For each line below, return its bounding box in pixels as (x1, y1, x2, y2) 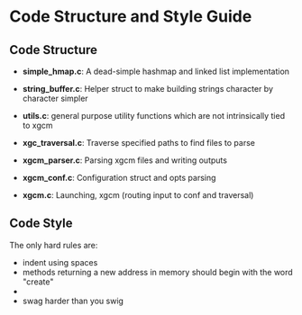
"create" (22, 276, 54, 287)
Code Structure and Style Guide (9, 6, 252, 27)
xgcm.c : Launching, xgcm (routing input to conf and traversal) (22, 190, 254, 200)
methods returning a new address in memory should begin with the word (22, 266, 293, 277)
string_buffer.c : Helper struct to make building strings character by (22, 84, 273, 94)
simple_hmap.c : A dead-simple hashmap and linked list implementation (22, 66, 290, 76)
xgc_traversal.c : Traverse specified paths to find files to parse (22, 138, 255, 148)
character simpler (22, 93, 88, 103)
